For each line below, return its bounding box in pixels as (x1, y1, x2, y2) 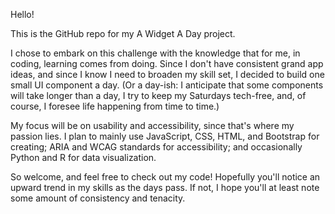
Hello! (10, 9, 35, 20)
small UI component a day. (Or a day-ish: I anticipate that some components (10, 79, 324, 91)
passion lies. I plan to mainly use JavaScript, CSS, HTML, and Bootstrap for (10, 130, 320, 142)
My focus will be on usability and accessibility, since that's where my (10, 120, 295, 131)
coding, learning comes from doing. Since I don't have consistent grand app (10, 58, 324, 69)
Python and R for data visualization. (10, 152, 157, 163)
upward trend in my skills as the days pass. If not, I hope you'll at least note (10, 182, 320, 193)
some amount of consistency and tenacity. (10, 192, 186, 204)
